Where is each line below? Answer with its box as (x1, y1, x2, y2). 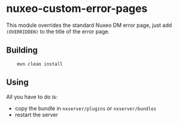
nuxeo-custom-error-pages (6, 2, 148, 16)
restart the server (14, 111, 58, 118)
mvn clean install (17, 61, 63, 67)
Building (6, 45, 38, 56)
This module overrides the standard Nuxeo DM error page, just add (6, 21, 172, 29)
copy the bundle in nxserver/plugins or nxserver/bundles (14, 104, 157, 112)
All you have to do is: (6, 93, 58, 100)
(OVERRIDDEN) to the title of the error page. (6, 27, 110, 35)
